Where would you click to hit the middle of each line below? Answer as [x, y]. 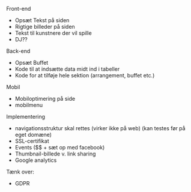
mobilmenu [29, 105]
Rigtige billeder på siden [45, 27]
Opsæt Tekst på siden [42, 20]
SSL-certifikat [32, 141]
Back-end [18, 51]
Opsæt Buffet [32, 63]
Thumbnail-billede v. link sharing [55, 154]
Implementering [26, 117]
